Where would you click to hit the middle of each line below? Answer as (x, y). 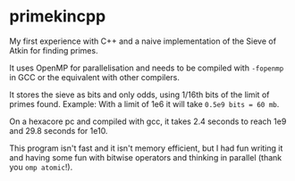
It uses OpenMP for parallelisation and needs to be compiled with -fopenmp (147, 68)
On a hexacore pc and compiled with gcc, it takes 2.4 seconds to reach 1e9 (148, 121)
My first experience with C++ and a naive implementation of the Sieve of (143, 41)
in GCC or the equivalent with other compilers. (95, 77)
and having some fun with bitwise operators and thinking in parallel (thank (146, 157)
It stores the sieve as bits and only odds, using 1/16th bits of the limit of (139, 95)
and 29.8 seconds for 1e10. (59, 130)
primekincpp (58, 16)
